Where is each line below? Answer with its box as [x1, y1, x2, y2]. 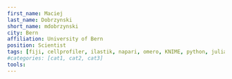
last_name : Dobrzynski [7, 16, 72, 23]
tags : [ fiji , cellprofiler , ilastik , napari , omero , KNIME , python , [7, 49, 209, 56]
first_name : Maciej [7, 10, 64, 17]
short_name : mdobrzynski [7, 23, 79, 30]
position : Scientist [7, 42, 67, 49]
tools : [7, 61, 26, 68]
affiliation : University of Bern [7, 36, 104, 43]
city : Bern [7, 29, 39, 36]
